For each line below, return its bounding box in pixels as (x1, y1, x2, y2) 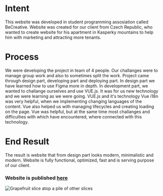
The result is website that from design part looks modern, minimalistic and (5, 152, 154, 158)
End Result (5, 136, 50, 147)
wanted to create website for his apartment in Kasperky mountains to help (5, 29, 154, 35)
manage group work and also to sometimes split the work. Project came (5, 72, 149, 78)
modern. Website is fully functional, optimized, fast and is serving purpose (5, 157, 154, 163)
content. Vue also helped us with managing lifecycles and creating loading (5, 103, 154, 109)
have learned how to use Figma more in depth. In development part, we (5, 83, 148, 89)
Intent (5, 3, 30, 14)
